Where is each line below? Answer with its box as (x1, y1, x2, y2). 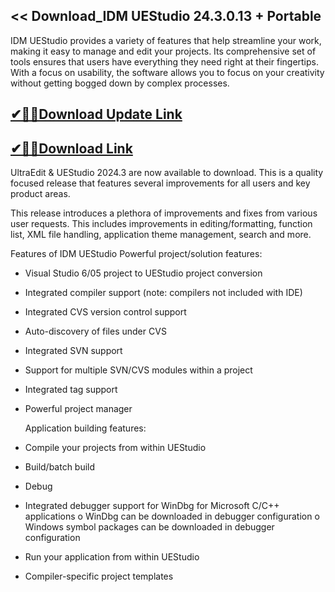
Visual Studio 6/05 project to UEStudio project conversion (24, 267, 263, 279)
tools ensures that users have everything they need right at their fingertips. (10, 55, 320, 68)
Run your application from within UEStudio (24, 551, 200, 563)
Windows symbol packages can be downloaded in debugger (24, 521, 275, 533)
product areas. (10, 188, 71, 200)
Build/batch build (24, 461, 96, 473)
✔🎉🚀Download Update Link (10, 106, 183, 123)
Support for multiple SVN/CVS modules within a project (24, 364, 253, 376)
